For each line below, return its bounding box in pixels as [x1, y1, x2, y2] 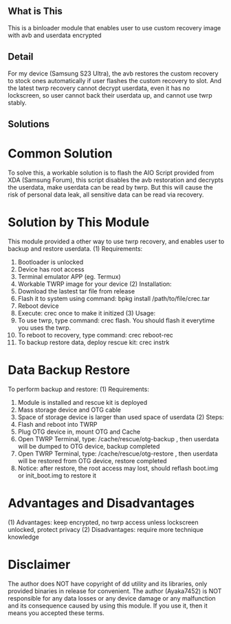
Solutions [8, 118, 50, 130]
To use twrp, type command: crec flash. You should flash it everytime [17, 316, 215, 324]
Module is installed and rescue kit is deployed [17, 398, 147, 406]
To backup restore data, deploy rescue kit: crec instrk [17, 338, 170, 346]
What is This [8, 5, 63, 17]
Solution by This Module [8, 214, 150, 230]
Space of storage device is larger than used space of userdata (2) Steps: [17, 412, 224, 421]
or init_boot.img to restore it [17, 471, 97, 480]
